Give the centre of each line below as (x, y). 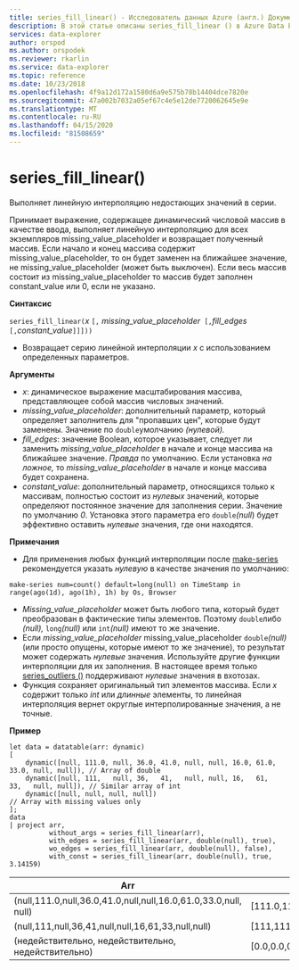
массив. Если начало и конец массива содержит (102, 248)
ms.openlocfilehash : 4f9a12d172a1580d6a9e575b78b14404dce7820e (129, 92)
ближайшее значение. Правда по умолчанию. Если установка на (147, 458)
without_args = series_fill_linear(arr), (126, 833)
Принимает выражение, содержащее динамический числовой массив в (148, 220)
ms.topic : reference (48, 76)
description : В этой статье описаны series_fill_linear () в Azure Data (147, 26)
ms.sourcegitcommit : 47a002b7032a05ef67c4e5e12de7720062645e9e (129, 100)
